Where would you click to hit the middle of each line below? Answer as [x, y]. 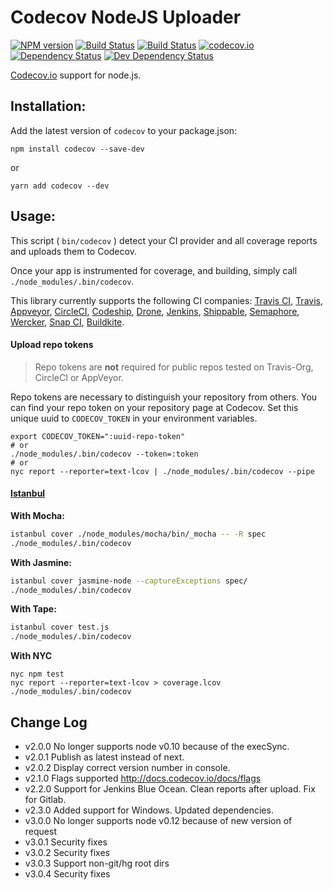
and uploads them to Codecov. [73, 251]
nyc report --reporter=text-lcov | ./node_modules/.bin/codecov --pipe [162, 471]
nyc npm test [37, 674]
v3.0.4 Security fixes [67, 874]
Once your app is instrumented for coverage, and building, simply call [154, 270]
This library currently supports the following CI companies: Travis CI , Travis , [166, 300]
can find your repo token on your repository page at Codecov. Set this [154, 407]
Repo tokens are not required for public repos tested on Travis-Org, [174, 367]
